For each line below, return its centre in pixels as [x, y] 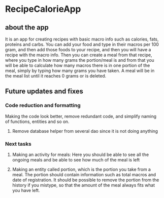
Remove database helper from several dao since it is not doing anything [85, 131]
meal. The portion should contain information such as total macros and [84, 174]
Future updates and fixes [44, 92]
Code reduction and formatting [43, 106]
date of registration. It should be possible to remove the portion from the [85, 180]
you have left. [26, 190]
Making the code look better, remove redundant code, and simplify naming [81, 116]
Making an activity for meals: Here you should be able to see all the [81, 155]
